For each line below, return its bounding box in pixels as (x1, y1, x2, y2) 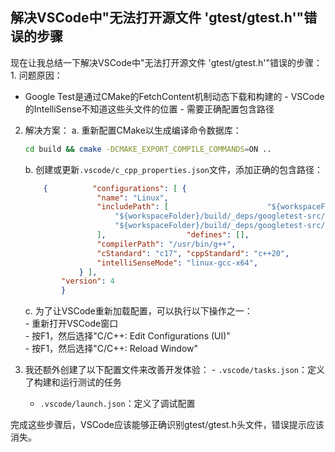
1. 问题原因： (10, 69, 63, 81)
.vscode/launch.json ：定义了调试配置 (39, 398, 196, 410)
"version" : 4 (61, 276, 116, 287)
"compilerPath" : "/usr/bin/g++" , (96, 239, 237, 249)
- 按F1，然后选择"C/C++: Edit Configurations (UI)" (24, 330, 231, 342)
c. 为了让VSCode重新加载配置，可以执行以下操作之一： (24, 305, 253, 317)
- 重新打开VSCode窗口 (24, 318, 119, 330)
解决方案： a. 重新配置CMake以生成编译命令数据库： (24, 124, 242, 136)
